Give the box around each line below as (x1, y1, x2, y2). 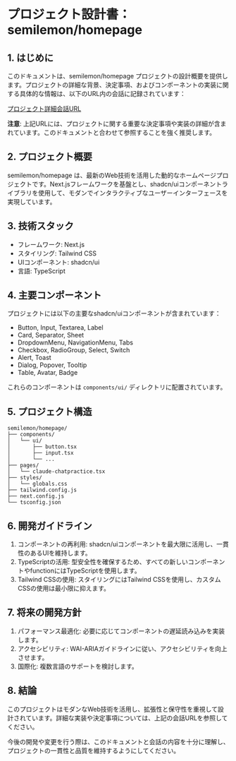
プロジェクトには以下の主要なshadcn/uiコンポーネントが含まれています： (7, 309, 221, 318)
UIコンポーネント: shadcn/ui (17, 258, 100, 266)
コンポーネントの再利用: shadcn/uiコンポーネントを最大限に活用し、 (17, 540, 217, 549)
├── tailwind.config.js (7, 486, 77, 494)
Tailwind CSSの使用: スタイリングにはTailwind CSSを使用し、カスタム (17, 575, 221, 584)
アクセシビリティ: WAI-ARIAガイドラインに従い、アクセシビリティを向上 (17, 644, 228, 653)
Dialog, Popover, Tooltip (17, 361, 87, 369)
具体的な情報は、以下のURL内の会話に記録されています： (19, 90, 186, 97)
